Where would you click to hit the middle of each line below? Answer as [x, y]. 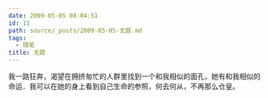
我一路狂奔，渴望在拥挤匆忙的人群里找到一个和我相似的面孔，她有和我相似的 [134, 76]
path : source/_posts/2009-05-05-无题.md [75, 30]
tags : [17, 38]
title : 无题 [27, 53]
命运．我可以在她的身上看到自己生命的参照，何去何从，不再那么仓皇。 [124, 86]
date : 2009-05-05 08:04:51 [53, 16]
